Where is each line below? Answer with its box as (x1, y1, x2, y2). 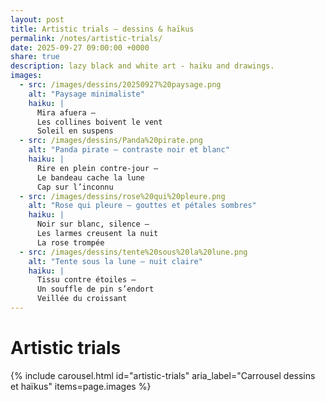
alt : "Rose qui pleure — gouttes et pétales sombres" (28, 201, 257, 211)
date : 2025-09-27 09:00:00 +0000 (10, 42, 150, 53)
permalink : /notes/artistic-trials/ (10, 33, 163, 43)
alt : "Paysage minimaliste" (28, 89, 145, 99)
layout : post (10, 14, 65, 25)
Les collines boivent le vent (36, 117, 163, 127)
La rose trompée (36, 237, 105, 248)
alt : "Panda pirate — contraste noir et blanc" (28, 145, 230, 155)
